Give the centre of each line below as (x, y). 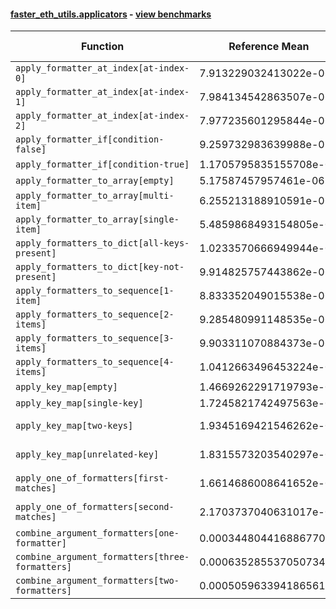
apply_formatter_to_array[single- (97, 219)
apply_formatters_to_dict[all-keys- (102, 243)
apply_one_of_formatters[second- (95, 507)
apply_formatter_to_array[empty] (95, 181)
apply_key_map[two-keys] (74, 426)
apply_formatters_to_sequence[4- (95, 362)
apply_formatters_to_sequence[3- (95, 338)
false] (31, 149)
